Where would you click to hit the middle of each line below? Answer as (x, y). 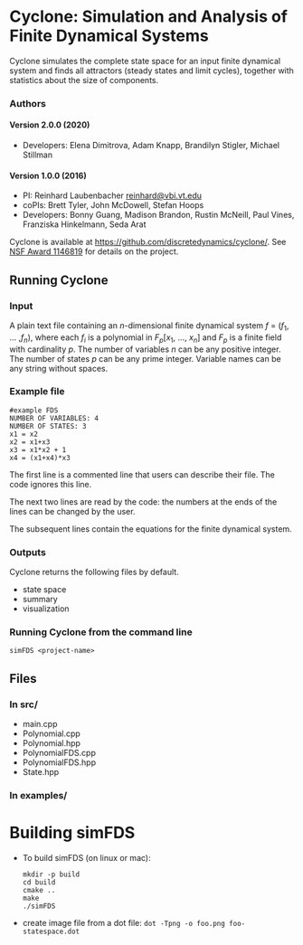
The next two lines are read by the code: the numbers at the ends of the (143, 501)
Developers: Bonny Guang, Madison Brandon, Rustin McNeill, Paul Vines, (158, 215)
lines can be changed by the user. (72, 511)
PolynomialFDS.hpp (59, 762)
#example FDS (34, 410)
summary (40, 600)
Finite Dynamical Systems (109, 36)
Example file (37, 392)
